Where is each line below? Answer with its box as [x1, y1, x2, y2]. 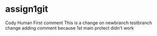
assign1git [5, 3, 48, 15]
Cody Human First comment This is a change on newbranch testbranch [5, 20, 152, 26]
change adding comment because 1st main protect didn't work [5, 25, 134, 31]
